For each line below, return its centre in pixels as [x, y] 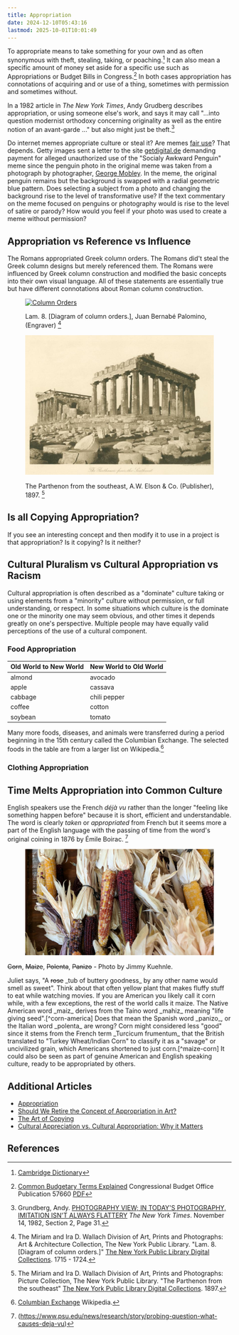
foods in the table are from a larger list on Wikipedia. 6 [86, 748]
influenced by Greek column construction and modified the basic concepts [117, 274]
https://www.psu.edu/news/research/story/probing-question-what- [119, 1316]
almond [21, 677]
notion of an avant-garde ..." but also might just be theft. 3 [91, 128]
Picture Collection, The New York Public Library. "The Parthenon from [120, 1281]
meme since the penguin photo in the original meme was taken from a [110, 166]
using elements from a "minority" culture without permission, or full [106, 600]
